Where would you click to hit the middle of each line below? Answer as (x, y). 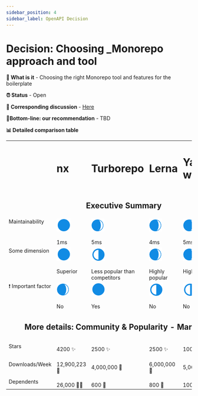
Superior (67, 271)
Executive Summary (124, 206)
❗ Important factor (30, 286)
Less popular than (113, 271)
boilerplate (19, 84)
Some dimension (29, 250)
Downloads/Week (30, 364)
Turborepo (118, 169)
